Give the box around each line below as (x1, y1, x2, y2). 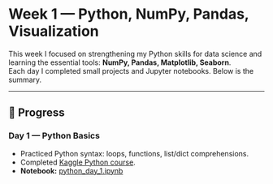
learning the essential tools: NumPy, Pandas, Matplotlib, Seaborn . (8, 58, 232, 67)
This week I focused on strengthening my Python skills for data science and (8, 49, 262, 58)
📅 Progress (8, 106, 65, 120)
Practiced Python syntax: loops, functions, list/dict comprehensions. (19, 148, 249, 158)
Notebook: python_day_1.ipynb (19, 165, 123, 175)
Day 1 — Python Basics (8, 131, 100, 142)
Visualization (8, 22, 99, 41)
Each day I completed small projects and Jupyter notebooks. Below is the (8, 66, 254, 75)
